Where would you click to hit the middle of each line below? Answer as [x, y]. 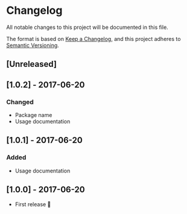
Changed [20, 102]
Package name [33, 115]
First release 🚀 [33, 204]
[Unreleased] [32, 64]
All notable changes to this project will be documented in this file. [87, 27]
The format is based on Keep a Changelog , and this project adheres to [93, 39]
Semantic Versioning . [33, 45]
